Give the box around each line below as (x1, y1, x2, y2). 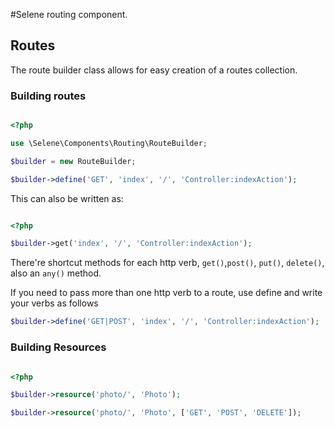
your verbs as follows (10, 297, 99, 309)
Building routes (10, 89, 87, 103)
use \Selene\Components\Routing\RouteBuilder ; (10, 138, 208, 148)
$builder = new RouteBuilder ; (10, 156, 137, 166)
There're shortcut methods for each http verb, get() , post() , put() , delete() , (10, 257, 325, 269)
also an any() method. (10, 267, 102, 279)
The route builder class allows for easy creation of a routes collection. (10, 64, 298, 76)
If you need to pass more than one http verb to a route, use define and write (10, 287, 323, 299)
